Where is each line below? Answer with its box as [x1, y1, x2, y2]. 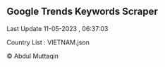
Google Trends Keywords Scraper [6, 6, 158, 18]
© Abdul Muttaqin [6, 51, 59, 60]
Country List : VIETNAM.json [6, 38, 90, 47]
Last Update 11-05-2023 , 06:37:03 [6, 24, 109, 32]
